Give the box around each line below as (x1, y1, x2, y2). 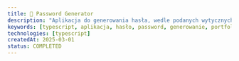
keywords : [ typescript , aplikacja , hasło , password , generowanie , (7, 23, 208, 30)
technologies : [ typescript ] (7, 29, 91, 37)
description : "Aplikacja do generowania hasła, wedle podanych (7, 17, 199, 24)
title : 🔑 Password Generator (7, 10, 94, 18)
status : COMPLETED (7, 43, 62, 50)
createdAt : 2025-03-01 (7, 36, 75, 43)
